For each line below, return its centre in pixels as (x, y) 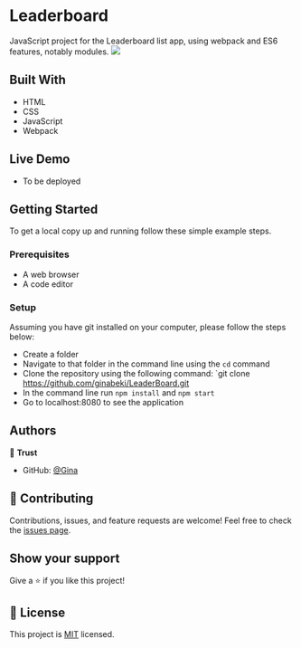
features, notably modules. (59, 52)
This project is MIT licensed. (62, 634)
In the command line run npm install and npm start (118, 392)
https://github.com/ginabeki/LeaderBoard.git (106, 383)
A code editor (48, 284)
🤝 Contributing (52, 499)
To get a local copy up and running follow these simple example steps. (141, 231)
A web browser (51, 274)
